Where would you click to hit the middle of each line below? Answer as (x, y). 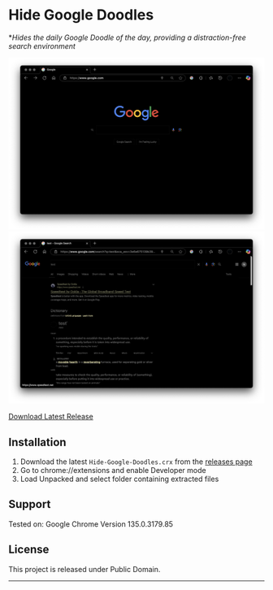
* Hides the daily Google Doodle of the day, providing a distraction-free (127, 37)
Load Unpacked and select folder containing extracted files (119, 479)
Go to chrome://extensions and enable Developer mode (113, 470)
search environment (42, 46)
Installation (37, 442)
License (29, 550)
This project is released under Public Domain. (84, 569)
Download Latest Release (51, 417)
